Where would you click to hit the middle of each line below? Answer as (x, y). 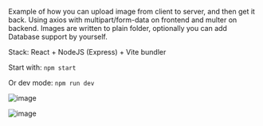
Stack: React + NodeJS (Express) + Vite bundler (87, 52)
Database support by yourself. (58, 36)
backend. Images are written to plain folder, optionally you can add (118, 28)
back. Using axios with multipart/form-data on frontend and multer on (123, 20)
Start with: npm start (42, 67)
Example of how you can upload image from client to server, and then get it (131, 11)
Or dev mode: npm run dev (51, 83)
